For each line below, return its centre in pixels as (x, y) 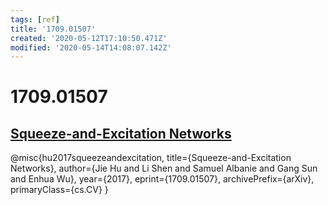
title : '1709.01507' (53, 29)
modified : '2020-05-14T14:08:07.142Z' (91, 47)
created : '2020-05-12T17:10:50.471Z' (89, 38)
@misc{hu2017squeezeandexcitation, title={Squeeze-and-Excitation (151, 158)
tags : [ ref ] (35, 19)
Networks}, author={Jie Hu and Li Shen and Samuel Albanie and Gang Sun (164, 168)
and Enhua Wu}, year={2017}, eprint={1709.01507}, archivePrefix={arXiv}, (162, 179)
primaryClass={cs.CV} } (59, 190)
